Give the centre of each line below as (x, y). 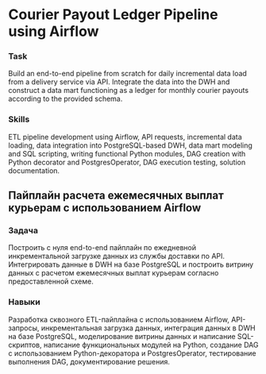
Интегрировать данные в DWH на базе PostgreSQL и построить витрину (131, 264)
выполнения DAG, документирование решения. (89, 361)
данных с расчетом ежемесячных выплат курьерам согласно (114, 273)
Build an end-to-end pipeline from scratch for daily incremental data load (128, 74)
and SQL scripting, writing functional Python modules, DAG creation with (127, 153)
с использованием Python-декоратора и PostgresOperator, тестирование (132, 353)
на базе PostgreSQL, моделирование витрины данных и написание (122, 336)
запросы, (24, 328)
